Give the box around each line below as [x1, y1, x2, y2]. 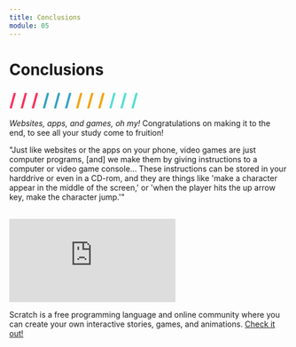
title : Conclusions [9, 12, 82, 22]
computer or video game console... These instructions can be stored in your [9, 163, 287, 174]
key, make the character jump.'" [9, 192, 126, 202]
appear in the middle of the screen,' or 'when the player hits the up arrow [9, 183, 277, 193]
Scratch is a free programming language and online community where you [9, 310, 281, 320]
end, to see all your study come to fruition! [9, 128, 164, 138]
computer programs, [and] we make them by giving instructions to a [9, 154, 258, 165]
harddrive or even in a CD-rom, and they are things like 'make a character [9, 173, 277, 184]
